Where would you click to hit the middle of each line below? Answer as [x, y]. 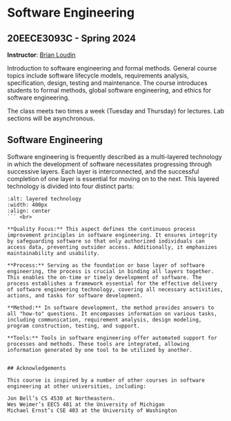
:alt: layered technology [44, 198]
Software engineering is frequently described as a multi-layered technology [115, 156]
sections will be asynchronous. [51, 118]
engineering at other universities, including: [77, 386]
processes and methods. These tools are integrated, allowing [98, 344]
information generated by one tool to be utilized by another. [100, 350]
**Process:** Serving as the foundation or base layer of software [106, 265]
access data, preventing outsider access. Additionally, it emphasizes [112, 247]
